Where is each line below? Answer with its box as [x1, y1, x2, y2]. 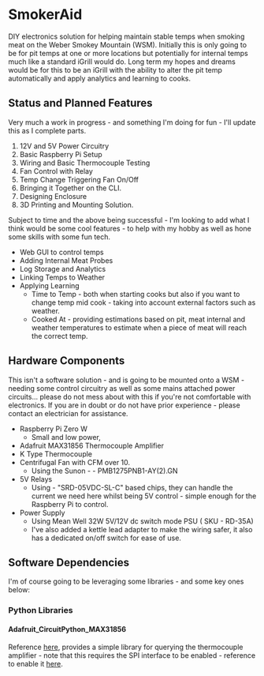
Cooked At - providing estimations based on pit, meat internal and [31, 314, 246, 324]
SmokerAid [8, 6, 83, 24]
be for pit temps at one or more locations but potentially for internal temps [8, 48, 248, 58]
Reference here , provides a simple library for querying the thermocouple [8, 642, 244, 652]
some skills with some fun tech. [8, 231, 111, 242]
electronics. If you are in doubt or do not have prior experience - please [8, 400, 240, 410]
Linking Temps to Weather [19, 272, 105, 282]
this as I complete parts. [8, 126, 87, 135]
